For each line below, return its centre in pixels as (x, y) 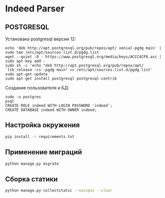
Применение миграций (44, 152)
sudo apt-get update (27, 74)
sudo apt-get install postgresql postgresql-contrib (61, 79)
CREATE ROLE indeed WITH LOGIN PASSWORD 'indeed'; (59, 105)
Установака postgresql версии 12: (41, 39)
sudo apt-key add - (25, 61)
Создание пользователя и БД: (37, 88)
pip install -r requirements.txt (40, 137)
